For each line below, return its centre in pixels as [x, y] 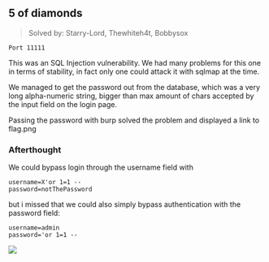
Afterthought [35, 149]
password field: [35, 213]
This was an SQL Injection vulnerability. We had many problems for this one [135, 62]
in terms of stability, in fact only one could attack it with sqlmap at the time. [134, 71]
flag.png [22, 128]
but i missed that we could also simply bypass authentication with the [125, 204]
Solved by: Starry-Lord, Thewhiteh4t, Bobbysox [108, 32]
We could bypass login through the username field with [101, 168]
